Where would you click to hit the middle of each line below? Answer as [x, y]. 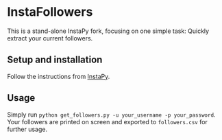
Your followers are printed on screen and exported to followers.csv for [107, 121]
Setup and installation [55, 60]
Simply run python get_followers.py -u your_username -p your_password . [111, 115]
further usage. [27, 129]
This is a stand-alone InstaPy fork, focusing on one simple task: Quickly [108, 31]
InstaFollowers [50, 12]
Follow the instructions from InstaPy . [59, 76]
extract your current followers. [50, 38]
